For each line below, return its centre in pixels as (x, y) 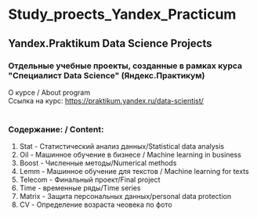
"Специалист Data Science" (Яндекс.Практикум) (107, 75)
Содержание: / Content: (56, 129)
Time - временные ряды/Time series (80, 188)
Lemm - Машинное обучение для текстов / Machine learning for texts (134, 172)
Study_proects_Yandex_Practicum (122, 14)
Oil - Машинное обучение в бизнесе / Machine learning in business (130, 155)
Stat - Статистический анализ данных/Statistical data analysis (122, 146)
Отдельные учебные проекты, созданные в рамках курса (125, 66)
